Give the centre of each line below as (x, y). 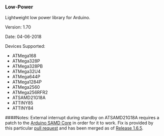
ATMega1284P (27, 82)
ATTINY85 (23, 103)
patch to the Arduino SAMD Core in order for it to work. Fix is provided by (79, 123)
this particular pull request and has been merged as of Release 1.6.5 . (74, 128)
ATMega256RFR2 (30, 93)
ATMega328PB (27, 66)
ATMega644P (26, 77)
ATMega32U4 (26, 71)
